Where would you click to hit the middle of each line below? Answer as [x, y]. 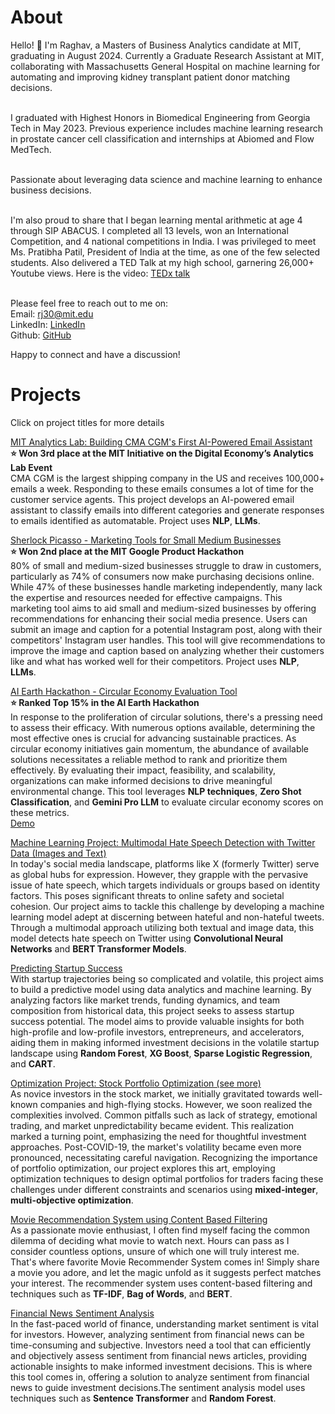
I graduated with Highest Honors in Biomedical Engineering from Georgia [160, 117]
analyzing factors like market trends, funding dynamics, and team [145, 1000]
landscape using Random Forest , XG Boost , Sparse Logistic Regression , [161, 1053]
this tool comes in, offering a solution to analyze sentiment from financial [160, 1377]
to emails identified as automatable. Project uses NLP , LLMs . [135, 520]
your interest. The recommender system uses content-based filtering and [161, 1283]
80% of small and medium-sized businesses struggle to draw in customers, [166, 565]
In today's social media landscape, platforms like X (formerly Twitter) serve [165, 863]
